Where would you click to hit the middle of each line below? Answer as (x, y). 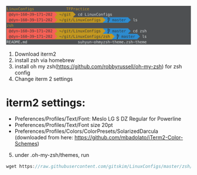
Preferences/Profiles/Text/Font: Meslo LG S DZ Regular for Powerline (98, 119)
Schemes (26, 144)
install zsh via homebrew (45, 60)
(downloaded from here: (44, 138)
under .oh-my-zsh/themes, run (52, 155)
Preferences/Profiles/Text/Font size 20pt (64, 125)
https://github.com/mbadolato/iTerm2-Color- (129, 138)
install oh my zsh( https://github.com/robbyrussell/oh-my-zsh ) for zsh (98, 67)
